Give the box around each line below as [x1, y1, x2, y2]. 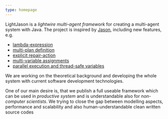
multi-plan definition [12, 47, 54, 53]
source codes [5, 109, 34, 115]
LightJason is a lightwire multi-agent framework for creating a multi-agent [5, 21, 159, 27]
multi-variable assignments [12, 57, 70, 63]
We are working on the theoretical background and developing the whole [5, 72, 157, 78]
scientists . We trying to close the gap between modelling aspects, [26, 98, 163, 104]
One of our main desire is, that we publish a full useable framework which [5, 87, 158, 93]
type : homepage [5, 7, 37, 13]
